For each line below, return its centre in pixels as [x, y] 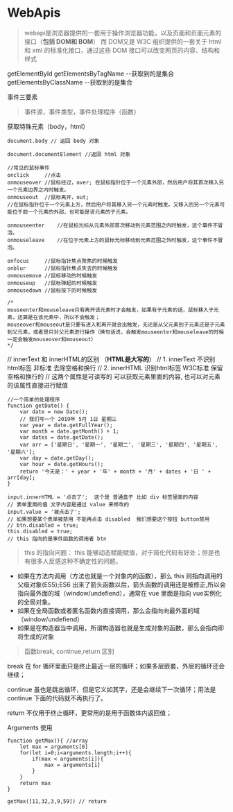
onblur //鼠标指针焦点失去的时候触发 [62, 268]
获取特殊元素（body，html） [48, 126]
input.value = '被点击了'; [44, 512]
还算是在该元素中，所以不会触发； [59, 317]
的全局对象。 [35, 602]
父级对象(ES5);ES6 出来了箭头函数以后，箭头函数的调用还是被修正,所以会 [121, 585]
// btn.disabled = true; [43, 525]
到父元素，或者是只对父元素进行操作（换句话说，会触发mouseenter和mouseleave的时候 [115, 332]
